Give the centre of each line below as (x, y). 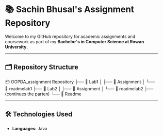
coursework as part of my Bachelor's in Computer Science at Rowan (74, 41)
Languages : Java (30, 128)
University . (16, 47)
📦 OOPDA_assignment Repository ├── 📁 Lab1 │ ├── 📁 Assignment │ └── (80, 82)
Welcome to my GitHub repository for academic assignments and (70, 36)
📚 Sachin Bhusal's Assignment (70, 9)
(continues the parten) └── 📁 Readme (43, 94)
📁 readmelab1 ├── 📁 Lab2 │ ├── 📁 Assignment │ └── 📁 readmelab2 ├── (79, 88)
